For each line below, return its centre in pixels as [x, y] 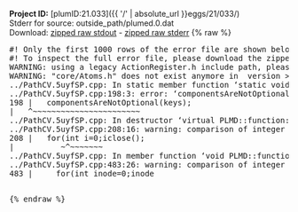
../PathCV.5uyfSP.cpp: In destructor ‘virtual [112, 120]
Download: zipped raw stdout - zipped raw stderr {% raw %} [121, 32]
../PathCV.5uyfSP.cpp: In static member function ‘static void [149, 85]
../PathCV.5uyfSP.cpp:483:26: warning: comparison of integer [147, 165]
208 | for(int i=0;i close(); [77, 138]
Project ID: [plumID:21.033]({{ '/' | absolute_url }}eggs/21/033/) [125, 14]
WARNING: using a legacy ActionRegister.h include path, [136, 67]
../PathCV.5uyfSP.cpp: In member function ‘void [117, 156]
